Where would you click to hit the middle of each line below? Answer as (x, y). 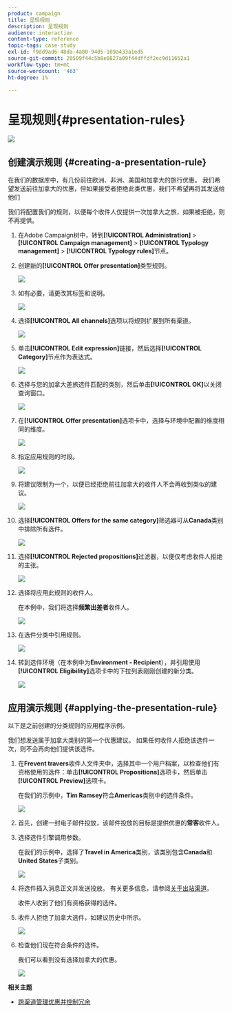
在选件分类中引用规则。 (51, 635)
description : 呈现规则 (38, 26)
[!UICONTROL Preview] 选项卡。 (64, 780)
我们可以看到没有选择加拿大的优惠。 (69, 959)
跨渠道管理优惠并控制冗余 (54, 1002)
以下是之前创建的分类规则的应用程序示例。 (68, 725)
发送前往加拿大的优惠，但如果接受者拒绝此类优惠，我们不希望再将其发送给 (119, 189)
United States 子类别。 (50, 861)
